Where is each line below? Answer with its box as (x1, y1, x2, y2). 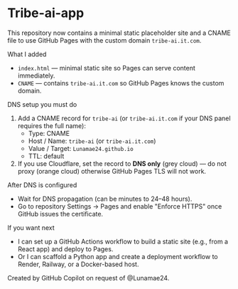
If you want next (7, 223, 55, 232)
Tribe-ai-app (7, 5, 85, 21)
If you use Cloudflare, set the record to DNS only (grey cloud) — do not (17, 159, 227, 168)
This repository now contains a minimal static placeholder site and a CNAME (7, 28, 231, 37)
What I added (7, 50, 47, 58)
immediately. (17, 71, 55, 80)
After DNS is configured (7, 180, 77, 189)
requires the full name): (17, 121, 87, 130)
